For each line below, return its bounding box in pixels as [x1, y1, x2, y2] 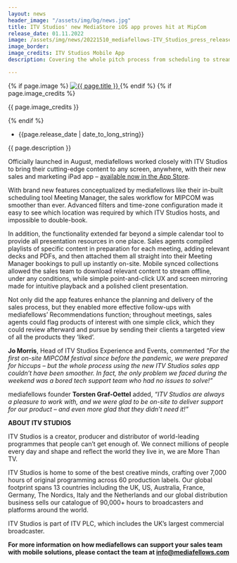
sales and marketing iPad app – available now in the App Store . [8, 172, 191, 180]
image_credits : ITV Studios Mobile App [8, 50, 125, 57]
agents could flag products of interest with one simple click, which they [8, 317, 215, 326]
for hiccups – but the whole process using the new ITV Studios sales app [8, 361, 220, 369]
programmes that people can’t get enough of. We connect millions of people [8, 439, 229, 448]
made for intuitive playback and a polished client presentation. [8, 281, 188, 290]
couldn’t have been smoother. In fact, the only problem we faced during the [8, 369, 228, 377]
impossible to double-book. [8, 215, 88, 224]
